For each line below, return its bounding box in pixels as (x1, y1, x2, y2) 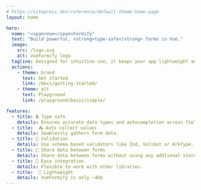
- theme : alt (17, 86, 50, 93)
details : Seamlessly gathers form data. (17, 130, 119, 136)
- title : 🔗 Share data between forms (11, 147, 106, 153)
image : (11, 42, 28, 48)
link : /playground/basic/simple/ (22, 97, 106, 103)
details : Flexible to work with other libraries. (17, 164, 144, 170)
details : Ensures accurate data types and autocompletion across (17, 119, 184, 125)
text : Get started (22, 75, 68, 81)
